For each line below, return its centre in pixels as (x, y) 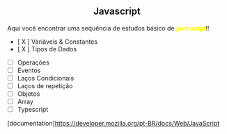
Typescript (33, 110)
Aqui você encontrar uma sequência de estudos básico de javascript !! (108, 28)
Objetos (29, 94)
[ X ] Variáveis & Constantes (57, 42)
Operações (33, 62)
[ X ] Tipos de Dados (47, 49)
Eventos (29, 70)
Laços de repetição (45, 86)
